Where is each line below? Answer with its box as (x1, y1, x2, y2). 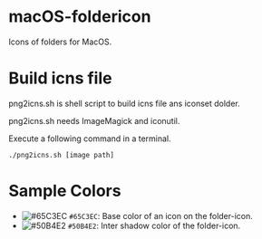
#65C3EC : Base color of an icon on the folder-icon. (69, 210, 253, 221)
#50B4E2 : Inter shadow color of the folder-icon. (67, 220, 241, 231)
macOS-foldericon (8, 6, 151, 27)
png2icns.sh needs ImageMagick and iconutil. (8, 115, 180, 126)
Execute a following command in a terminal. (8, 133, 171, 144)
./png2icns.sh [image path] (8, 150, 115, 159)
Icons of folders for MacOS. (8, 36, 112, 47)
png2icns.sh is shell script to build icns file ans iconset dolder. (8, 98, 241, 109)
